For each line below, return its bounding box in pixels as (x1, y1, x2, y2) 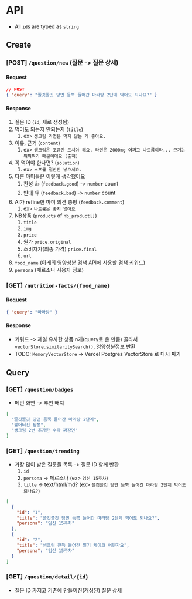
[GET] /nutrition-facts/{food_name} (6, 281, 110, 290)
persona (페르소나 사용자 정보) (14, 267, 84, 274)
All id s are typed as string (14, 23, 79, 30)
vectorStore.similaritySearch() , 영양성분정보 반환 (14, 343, 136, 350)
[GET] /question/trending (6, 447, 80, 455)
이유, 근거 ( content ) (14, 139, 60, 147)
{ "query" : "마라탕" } (6, 309, 58, 315)
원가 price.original (23, 238, 71, 245)
